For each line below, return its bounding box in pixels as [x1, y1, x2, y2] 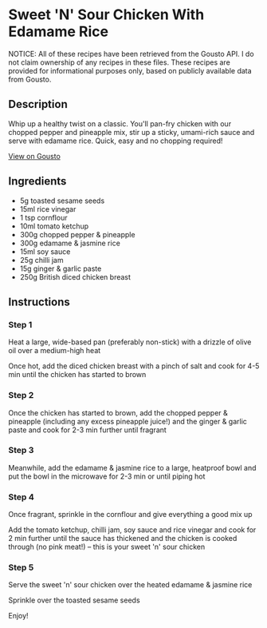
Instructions [8, 295, 70, 308]
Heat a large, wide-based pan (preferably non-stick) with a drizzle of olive [8, 337, 252, 347]
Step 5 [8, 562, 34, 573]
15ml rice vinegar [19, 204, 77, 213]
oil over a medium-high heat [8, 346, 101, 356]
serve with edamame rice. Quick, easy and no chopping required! [8, 136, 223, 145]
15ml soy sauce [19, 246, 71, 256]
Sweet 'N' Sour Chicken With [8, 6, 205, 24]
